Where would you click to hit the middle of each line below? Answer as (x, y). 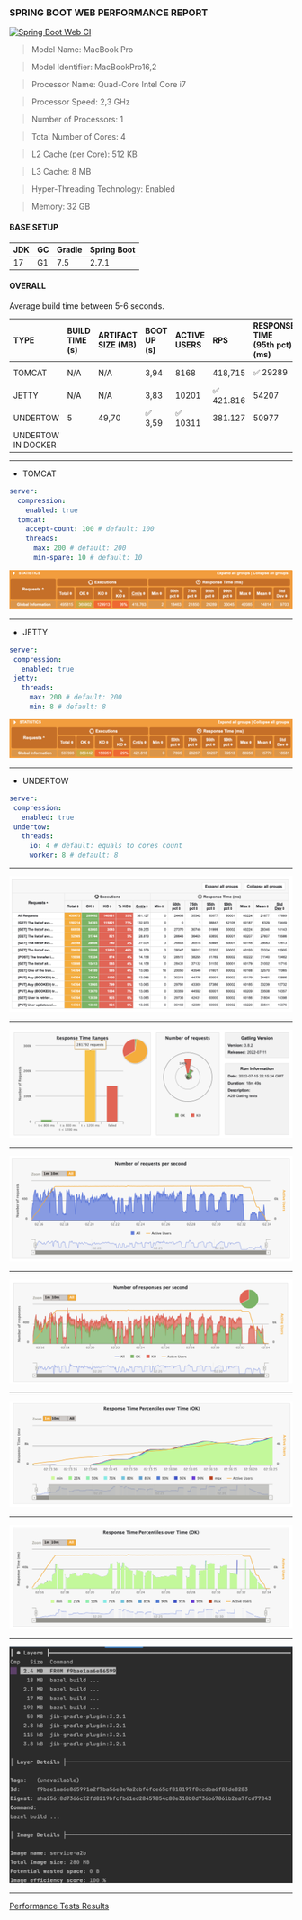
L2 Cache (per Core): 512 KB (84, 154)
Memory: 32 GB (61, 207)
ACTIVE (190, 336)
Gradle (70, 250)
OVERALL (28, 286)
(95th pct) (272, 345)
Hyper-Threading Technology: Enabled (103, 189)
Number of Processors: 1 (77, 120)
